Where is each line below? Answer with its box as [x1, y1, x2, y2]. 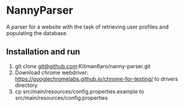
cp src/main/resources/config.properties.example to [14, 87, 144, 95]
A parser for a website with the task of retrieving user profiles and [6, 23, 169, 30]
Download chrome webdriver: [14, 69, 89, 76]
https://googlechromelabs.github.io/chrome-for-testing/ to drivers [14, 75, 179, 82]
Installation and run [6, 47, 80, 57]
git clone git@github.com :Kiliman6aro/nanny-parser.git [14, 62, 151, 70]
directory [14, 81, 38, 89]
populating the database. [6, 29, 68, 36]
